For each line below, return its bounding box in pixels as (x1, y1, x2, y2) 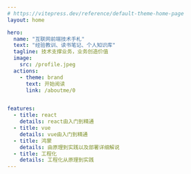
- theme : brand (19, 74, 64, 81)
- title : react (13, 112, 57, 119)
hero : (7, 29, 23, 36)
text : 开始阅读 (25, 80, 66, 87)
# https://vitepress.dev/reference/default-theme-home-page (7, 10, 185, 17)
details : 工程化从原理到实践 (19, 157, 95, 164)
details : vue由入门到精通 (19, 130, 88, 138)
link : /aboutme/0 (25, 87, 76, 94)
